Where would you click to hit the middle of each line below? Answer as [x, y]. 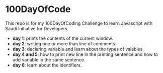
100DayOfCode [38, 9]
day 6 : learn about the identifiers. [47, 65]
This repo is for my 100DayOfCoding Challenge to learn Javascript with [79, 23]
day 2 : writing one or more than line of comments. [64, 43]
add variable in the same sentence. [49, 59]
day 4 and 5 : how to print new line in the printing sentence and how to [85, 54]
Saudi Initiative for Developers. [37, 28]
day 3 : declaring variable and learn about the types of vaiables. [78, 49]
